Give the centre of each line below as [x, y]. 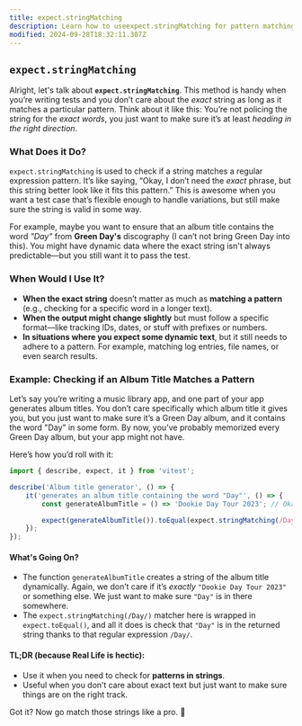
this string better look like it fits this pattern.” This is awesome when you [142, 191]
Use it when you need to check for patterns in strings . [124, 675]
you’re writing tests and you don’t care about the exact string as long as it [146, 100]
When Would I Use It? [57, 279]
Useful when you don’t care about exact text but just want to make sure [155, 685]
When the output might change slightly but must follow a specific [146, 318]
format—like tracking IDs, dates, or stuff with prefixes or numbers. [145, 327]
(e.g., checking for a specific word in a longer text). [117, 308]
